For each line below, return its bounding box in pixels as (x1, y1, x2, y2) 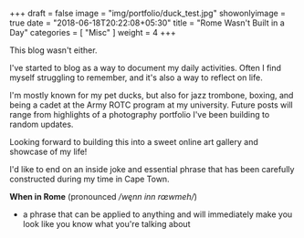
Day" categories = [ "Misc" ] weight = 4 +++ (9, 27, 176, 37)
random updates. (9, 119, 74, 129)
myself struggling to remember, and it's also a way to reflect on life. (9, 72, 263, 83)
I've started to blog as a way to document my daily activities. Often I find (9, 63, 281, 73)
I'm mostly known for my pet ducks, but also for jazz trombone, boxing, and (9, 90, 294, 100)
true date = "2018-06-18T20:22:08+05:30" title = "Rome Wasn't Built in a (9, 17, 285, 28)
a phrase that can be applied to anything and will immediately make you (22, 209, 293, 220)
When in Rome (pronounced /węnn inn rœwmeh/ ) (9, 191, 198, 202)
